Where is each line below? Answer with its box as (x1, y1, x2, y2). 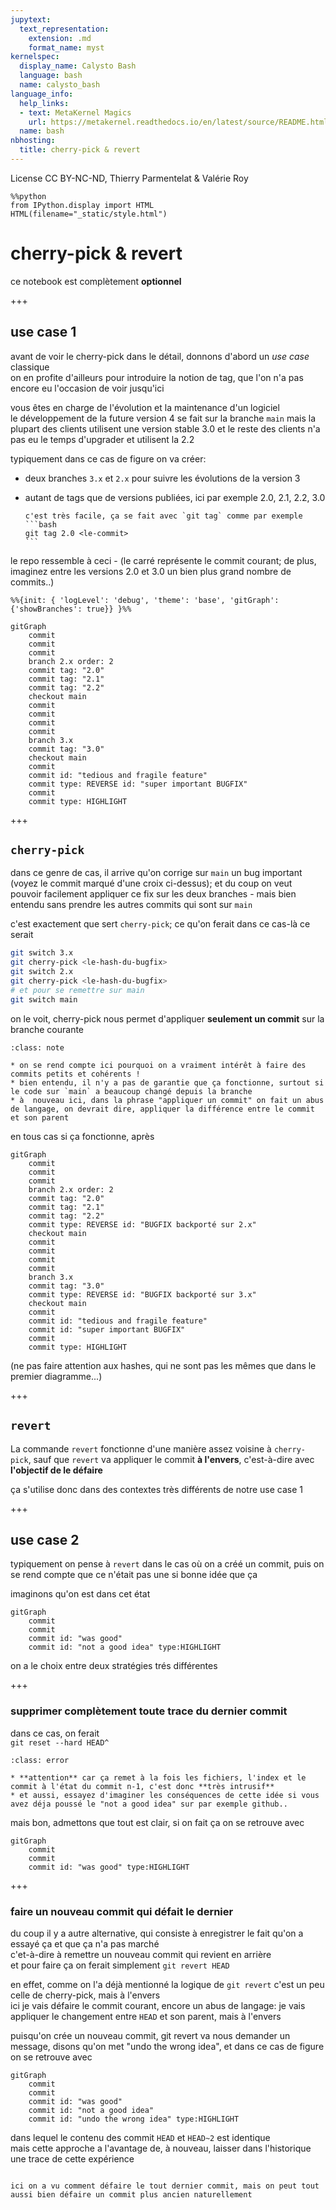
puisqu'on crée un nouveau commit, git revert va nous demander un (10, 2029, 291, 2041)
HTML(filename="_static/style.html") (10, 209, 168, 219)
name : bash (19, 126, 65, 136)
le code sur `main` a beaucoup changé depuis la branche (10, 1086, 253, 1096)
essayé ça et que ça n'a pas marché (10, 1937, 160, 1950)
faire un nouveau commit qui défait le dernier (10, 1904, 234, 1918)
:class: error (10, 1755, 70, 1765)
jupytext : (10, 14, 52, 25)
